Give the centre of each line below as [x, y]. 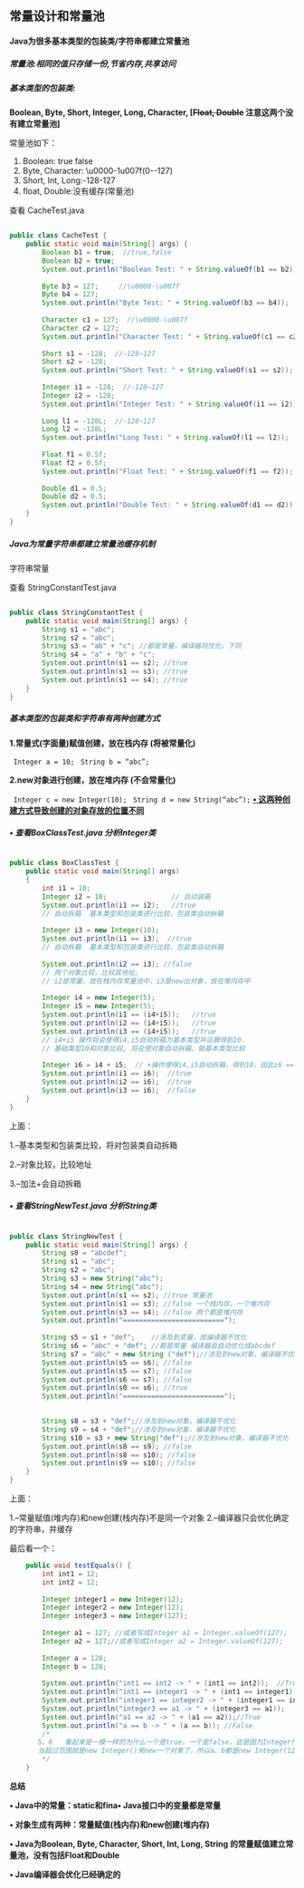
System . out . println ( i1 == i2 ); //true [119, 905]
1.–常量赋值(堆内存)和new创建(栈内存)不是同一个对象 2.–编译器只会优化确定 [149, 1518]
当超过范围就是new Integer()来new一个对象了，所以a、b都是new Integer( [162, 1751]
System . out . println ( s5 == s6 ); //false [117, 1363]
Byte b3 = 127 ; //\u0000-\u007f [111, 286]
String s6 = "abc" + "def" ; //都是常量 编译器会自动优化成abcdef [159, 1346]
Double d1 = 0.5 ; [74, 488]
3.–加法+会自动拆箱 [45, 1183]
